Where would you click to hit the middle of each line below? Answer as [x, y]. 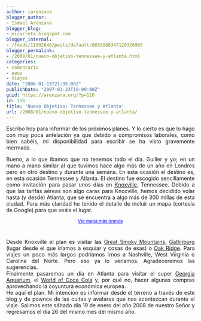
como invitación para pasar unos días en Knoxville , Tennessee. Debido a [101, 185]
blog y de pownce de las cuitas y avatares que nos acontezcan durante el [100, 299]
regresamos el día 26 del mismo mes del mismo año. [71, 312]
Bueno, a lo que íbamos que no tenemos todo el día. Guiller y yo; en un [100, 160]
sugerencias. [22, 267]
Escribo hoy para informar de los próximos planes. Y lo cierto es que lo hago [100, 129]
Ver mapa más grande [100, 221]
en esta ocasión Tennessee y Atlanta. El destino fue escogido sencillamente [100, 178]
